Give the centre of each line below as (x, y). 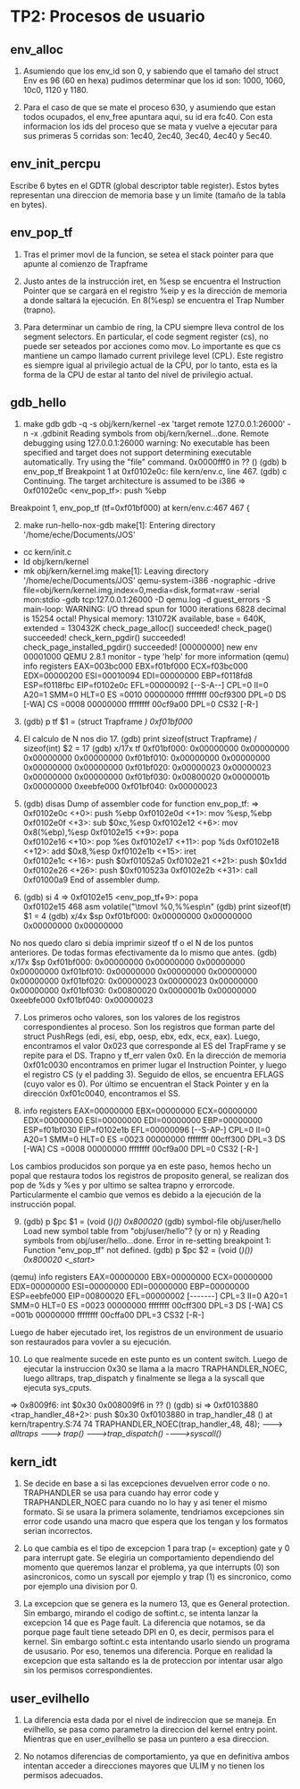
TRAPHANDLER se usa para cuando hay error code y (121, 1493)
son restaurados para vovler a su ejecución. (91, 1342)
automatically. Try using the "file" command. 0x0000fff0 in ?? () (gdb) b (154, 462)
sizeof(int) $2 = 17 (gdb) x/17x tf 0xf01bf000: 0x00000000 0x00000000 (156, 748)
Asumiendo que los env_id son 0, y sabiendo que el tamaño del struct (151, 71)
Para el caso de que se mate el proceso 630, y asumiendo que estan (149, 107)
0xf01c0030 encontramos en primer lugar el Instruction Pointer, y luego (154, 1065)
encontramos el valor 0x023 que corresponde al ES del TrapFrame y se (154, 1046)
